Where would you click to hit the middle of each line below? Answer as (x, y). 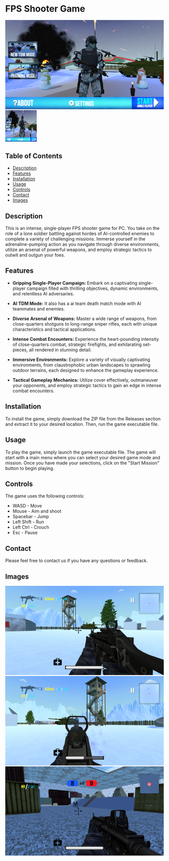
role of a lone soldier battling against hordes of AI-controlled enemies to (80, 234)
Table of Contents (34, 156)
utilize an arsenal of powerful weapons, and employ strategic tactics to (78, 250)
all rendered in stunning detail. (60, 350)
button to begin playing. (30, 468)
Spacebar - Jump (31, 517)
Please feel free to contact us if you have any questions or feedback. (76, 561)
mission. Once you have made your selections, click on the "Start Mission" (82, 463)
